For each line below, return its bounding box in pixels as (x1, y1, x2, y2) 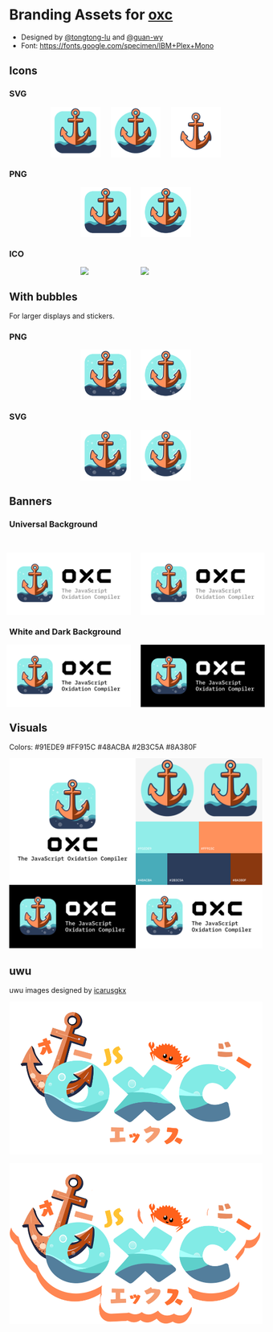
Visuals (9, 721, 47, 735)
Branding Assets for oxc (9, 6, 173, 24)
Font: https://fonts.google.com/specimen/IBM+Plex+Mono (20, 40, 214, 50)
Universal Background (9, 518, 98, 530)
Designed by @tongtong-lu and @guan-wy (20, 32, 164, 42)
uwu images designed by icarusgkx (9, 986, 127, 995)
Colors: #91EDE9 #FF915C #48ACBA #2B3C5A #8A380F (9, 742, 198, 752)
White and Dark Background (9, 625, 121, 637)
